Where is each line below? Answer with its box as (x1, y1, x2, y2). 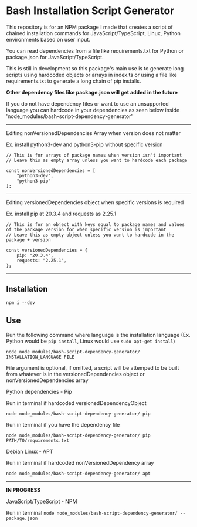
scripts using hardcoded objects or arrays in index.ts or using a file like (6, 71, 177, 78)
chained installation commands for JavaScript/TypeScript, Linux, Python (6, 29, 181, 36)
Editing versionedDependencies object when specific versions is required (6, 198, 184, 206)
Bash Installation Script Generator (6, 4, 175, 18)
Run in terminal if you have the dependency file (6, 421, 120, 428)
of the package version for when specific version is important (6, 227, 167, 232)
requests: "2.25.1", (16, 257, 67, 263)
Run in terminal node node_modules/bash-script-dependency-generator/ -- (6, 509, 186, 516)
